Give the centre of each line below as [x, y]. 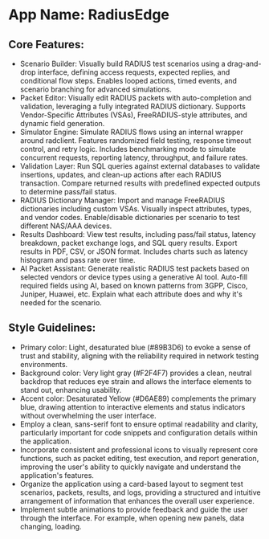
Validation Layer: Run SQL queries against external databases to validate [140, 166]
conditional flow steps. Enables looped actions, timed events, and [128, 81]
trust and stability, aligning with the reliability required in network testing [139, 356]
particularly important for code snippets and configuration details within [139, 432]
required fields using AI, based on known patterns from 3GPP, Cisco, [134, 286]
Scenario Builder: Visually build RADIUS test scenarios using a [123, 63]
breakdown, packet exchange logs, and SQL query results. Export [128, 243]
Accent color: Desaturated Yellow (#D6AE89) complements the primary [138, 398]
